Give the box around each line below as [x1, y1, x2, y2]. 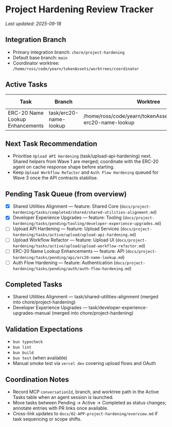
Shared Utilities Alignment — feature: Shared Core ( [12, 204, 122, 210]
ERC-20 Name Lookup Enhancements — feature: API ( [12, 248, 127, 254]
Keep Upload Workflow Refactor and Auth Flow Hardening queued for [12, 169, 159, 175]
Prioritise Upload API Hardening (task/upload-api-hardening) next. [12, 153, 152, 159]
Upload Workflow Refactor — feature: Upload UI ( [12, 237, 118, 243]
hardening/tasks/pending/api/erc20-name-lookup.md [12, 255, 123, 260]
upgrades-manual [12, 310, 51, 316]
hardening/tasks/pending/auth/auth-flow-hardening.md [12, 266, 130, 271]
